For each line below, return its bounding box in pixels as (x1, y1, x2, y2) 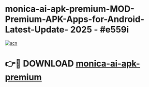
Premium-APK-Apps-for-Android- (5, 14, 145, 25)
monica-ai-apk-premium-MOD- (5, 3, 134, 15)
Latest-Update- (5, 24, 69, 35)
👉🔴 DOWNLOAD (5, 58, 74, 69)
